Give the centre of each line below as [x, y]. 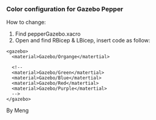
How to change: [26, 22]
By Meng [18, 110]
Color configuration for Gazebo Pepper [65, 9]
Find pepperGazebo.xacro [48, 34]
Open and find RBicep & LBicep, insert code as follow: [83, 41]
